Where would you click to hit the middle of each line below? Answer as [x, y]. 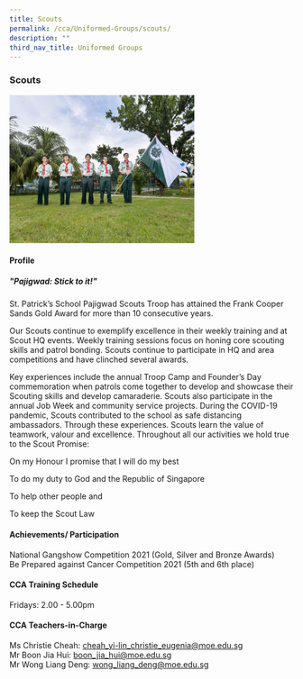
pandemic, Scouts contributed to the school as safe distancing [125, 415]
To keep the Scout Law [52, 514]
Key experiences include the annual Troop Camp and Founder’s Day [135, 377]
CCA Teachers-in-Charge [59, 625]
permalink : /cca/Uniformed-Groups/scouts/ [90, 28]
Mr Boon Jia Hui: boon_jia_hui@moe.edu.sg [91, 655]
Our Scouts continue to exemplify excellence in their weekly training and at [148, 331]
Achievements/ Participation [64, 534]
